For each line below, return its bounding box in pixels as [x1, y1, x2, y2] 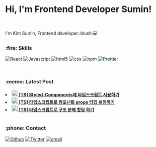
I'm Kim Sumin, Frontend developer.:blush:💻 [5, 30, 98, 36]
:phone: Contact [5, 124, 46, 131]
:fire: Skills [5, 44, 32, 51]
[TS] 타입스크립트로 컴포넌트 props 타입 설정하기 [19, 99, 115, 105]
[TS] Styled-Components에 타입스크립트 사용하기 [19, 91, 120, 97]
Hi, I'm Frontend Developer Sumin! [5, 4, 152, 15]
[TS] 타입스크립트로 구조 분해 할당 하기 [19, 106, 95, 112]
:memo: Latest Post [5, 78, 54, 85]
